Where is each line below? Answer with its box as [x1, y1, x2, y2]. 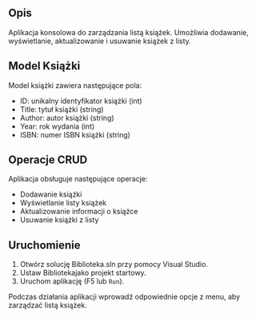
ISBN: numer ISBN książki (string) [19, 129, 130, 139]
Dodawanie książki [19, 189, 82, 199]
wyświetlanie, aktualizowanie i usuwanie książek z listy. [8, 36, 192, 46]
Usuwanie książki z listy [19, 215, 99, 225]
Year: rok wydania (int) [19, 121, 95, 131]
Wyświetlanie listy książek [19, 198, 106, 208]
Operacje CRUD [8, 153, 88, 167]
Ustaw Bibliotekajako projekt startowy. [19, 268, 146, 278]
